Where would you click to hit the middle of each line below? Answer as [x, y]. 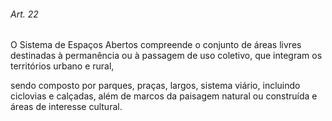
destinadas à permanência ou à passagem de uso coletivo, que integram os [166, 56]
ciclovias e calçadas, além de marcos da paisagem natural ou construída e [164, 96]
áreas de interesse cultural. [66, 107]
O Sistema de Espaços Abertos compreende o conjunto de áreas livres [156, 45]
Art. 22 [24, 14]
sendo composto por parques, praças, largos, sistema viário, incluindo [155, 86]
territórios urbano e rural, [62, 66]
